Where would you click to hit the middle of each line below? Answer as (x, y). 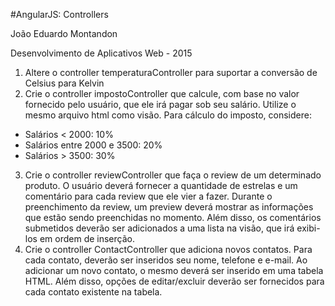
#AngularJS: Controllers (59, 14)
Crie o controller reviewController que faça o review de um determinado (173, 175)
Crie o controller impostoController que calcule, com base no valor (162, 93)
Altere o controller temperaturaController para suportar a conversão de (171, 72)
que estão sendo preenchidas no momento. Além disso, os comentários (173, 217)
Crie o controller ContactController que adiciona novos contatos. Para (168, 249)
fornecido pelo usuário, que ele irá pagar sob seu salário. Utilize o (160, 104)
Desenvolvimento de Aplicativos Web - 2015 (101, 53)
